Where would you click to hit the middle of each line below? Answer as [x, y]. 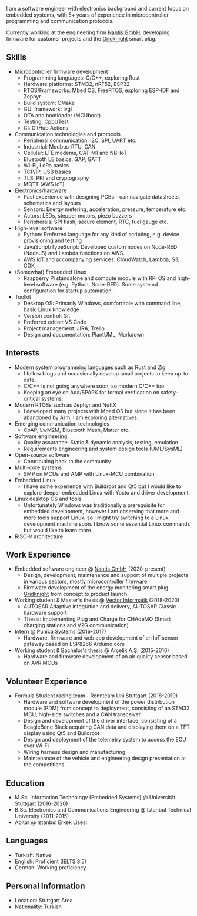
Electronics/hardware [41, 190]
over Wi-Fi [36, 746]
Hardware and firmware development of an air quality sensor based [105, 657]
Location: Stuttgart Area [44, 900]
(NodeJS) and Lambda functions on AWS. [74, 253]
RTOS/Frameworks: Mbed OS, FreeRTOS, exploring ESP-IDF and [101, 90]
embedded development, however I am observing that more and [101, 511]
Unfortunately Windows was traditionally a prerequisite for [94, 505]
